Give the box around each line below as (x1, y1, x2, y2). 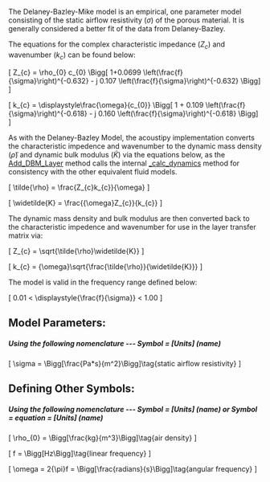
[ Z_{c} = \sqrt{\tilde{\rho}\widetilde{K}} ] (8, 246, 145, 255)
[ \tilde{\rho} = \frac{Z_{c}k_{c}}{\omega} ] (8, 182, 150, 192)
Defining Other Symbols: (8, 382, 135, 396)
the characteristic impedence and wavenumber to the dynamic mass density (8, 141, 262, 151)
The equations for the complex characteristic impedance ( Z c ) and (8, 39, 226, 51)
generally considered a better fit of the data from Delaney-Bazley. (8, 24, 226, 33)
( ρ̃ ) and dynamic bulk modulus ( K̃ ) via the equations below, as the (8, 149, 226, 159)
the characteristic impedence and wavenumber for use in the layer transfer (8, 222, 256, 231)
